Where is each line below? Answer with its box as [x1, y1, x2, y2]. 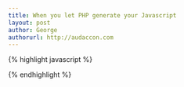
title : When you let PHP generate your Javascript [8, 11, 177, 20]
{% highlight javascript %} [8, 55, 93, 64]
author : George [8, 26, 58, 34]
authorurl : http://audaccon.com [8, 33, 114, 42]
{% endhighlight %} [8, 70, 72, 79]
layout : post [8, 19, 51, 27]
